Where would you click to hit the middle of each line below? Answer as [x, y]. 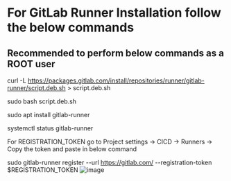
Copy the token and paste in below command [72, 149]
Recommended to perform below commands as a [115, 53]
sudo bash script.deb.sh [42, 101]
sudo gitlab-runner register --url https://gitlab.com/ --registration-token [110, 162]
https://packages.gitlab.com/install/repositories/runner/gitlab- [116, 80]
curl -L [17, 80]
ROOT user [31, 64]
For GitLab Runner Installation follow [114, 13]
